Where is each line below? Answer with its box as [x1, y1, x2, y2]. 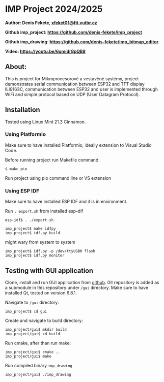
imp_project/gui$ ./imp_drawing [5, 372, 71, 377]
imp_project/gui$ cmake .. [5, 350, 60, 354]
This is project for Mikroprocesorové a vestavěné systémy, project [5, 75, 139, 82]
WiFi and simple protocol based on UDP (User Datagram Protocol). [5, 91, 140, 97]
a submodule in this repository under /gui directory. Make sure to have [5, 285, 149, 290]
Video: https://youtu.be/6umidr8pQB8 [5, 48, 86, 54]
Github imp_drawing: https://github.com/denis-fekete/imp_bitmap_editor [5, 38, 159, 45]
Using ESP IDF [5, 187, 40, 194]
